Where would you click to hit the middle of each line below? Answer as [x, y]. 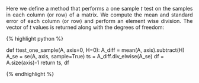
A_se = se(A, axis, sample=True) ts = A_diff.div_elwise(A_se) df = [85, 56]
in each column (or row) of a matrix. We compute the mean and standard [99, 15]
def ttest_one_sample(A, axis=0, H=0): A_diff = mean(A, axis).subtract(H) [95, 50]
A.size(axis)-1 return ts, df [38, 62]
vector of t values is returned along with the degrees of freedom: [85, 27]
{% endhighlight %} [30, 74]
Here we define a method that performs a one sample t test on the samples [99, 9]
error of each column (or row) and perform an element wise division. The [99, 21]
